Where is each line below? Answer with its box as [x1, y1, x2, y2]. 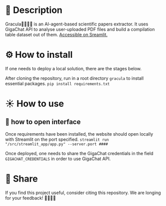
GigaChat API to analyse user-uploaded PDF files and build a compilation [5, 26, 155, 32]
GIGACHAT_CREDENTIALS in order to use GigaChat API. [5, 156, 111, 162]
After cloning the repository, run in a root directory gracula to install [5, 75, 144, 81]
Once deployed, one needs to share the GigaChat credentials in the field [5, 150, 154, 156]
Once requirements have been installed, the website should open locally [5, 131, 154, 137]
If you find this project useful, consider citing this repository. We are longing [5, 190, 161, 196]
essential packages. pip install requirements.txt [5, 80, 110, 86]
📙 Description [5, 4, 63, 16]
